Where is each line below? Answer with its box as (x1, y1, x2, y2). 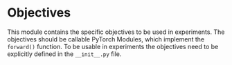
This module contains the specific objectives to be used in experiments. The (7, 28, 225, 36)
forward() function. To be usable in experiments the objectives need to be (7, 42, 219, 50)
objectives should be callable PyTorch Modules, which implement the (7, 35, 205, 43)
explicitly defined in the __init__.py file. (7, 50, 122, 58)
